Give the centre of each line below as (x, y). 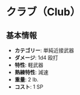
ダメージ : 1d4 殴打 (36, 58)
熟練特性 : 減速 (31, 72)
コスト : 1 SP (29, 87)
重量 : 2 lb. (27, 80)
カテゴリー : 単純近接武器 (44, 50)
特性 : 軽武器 (29, 65)
